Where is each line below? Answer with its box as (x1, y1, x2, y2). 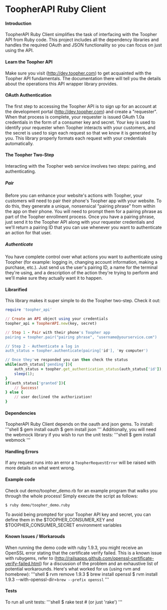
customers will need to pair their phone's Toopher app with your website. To (5, 198, 162, 204)
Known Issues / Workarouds (5, 533, 65, 539)
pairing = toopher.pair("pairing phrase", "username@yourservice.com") (5, 334, 157, 340)
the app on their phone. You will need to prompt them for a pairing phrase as (5, 208, 163, 214)
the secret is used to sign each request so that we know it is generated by (5, 130, 157, 136)
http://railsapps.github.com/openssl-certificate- (55, 555, 155, 561)
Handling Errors (5, 448, 39, 454)
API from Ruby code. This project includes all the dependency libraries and (5, 37, 159, 43)
